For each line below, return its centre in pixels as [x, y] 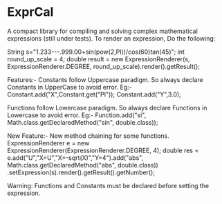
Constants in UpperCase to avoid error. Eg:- [70, 87]
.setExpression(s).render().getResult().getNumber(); [81, 172]
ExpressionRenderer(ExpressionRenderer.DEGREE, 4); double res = [103, 150]
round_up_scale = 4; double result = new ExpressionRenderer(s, [99, 59]
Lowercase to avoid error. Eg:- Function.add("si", [77, 115]
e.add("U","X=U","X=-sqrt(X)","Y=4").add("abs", [75, 157]
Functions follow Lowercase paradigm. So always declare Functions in [107, 108]
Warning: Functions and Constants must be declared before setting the [108, 185]
